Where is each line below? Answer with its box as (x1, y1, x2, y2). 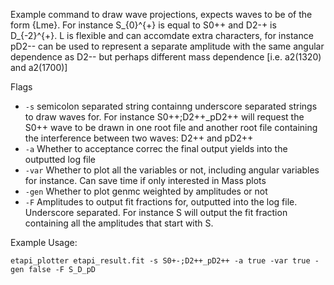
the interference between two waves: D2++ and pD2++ (24, 132, 254, 144)
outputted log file (24, 154, 97, 165)
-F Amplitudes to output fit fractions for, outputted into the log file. (24, 196, 298, 208)
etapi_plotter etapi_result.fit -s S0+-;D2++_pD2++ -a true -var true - (10, 256, 320, 266)
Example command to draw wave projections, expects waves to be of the (10, 9, 313, 20)
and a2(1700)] (10, 62, 68, 73)
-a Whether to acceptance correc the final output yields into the (24, 143, 288, 154)
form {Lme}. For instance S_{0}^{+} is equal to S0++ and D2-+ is (10, 19, 277, 31)
